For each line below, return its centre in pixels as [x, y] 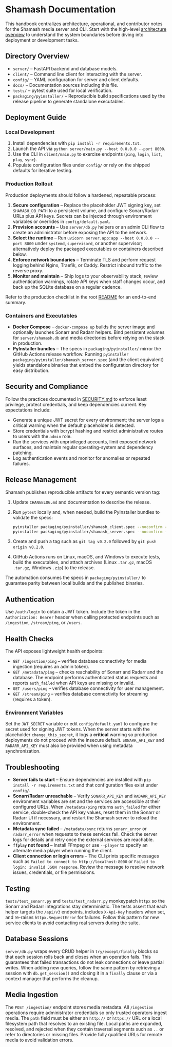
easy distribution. [31, 370]
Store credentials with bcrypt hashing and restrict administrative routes [88, 431]
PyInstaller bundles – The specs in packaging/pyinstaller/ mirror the [87, 349]
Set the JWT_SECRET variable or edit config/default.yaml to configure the [81, 724]
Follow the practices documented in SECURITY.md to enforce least [76, 399]
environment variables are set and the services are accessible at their [86, 801]
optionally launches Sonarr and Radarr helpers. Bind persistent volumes [89, 332]
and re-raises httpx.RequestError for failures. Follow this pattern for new [82, 917]
